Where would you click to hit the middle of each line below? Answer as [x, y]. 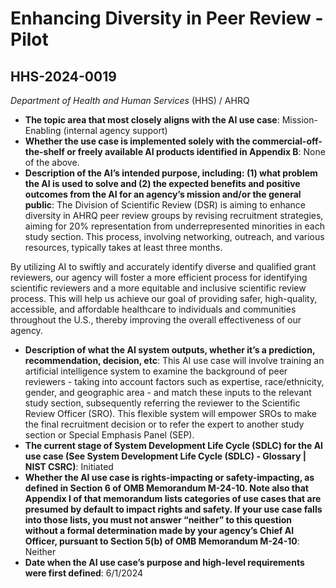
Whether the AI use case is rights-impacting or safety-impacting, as [169, 477]
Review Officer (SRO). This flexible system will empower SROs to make [170, 413]
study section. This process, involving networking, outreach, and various [174, 236]
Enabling [43, 130]
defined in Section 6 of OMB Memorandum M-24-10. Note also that [166, 488]
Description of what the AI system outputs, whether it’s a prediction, [170, 350]
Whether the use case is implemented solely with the [137, 141]
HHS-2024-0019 [63, 76]
